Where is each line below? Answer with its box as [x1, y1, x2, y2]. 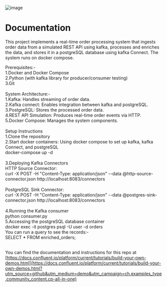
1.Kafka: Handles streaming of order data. [5, 96, 91, 102]
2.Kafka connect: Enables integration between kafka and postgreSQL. [5, 101, 149, 107]
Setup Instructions [5, 128, 43, 134]
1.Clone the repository [5, 133, 50, 139]
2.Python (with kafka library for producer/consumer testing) [5, 75, 128, 81]
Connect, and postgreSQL [5, 144, 59, 150]
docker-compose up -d [5, 149, 53, 155]
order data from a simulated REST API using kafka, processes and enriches [5, 44, 160, 50]
